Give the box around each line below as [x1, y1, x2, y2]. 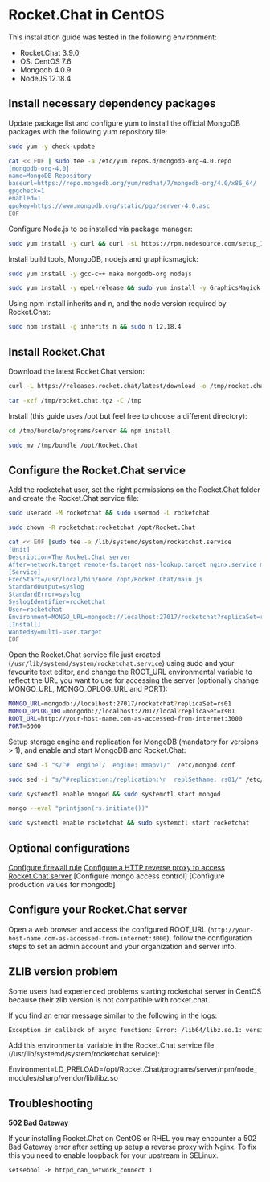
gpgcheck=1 [8, 187, 45, 195]
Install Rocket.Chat [8, 345, 106, 359]
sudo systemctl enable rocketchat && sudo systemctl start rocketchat [8, 819, 250, 827]
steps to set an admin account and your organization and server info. [8, 941, 237, 951]
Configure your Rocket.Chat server [8, 903, 187, 917]
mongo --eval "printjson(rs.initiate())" [8, 804, 149, 812]
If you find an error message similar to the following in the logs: [8, 1010, 218, 1020]
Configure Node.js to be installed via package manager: [8, 224, 193, 234]
